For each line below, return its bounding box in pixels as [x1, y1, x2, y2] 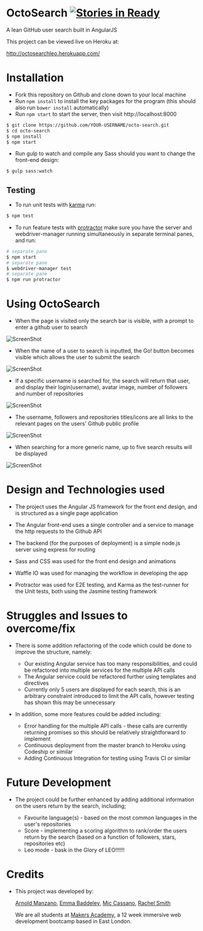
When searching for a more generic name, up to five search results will [15, 444, 193, 451]
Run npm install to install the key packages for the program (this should [15, 97, 196, 104]
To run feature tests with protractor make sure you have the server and [15, 223, 192, 231]
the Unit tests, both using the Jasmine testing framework [15, 587, 158, 595]
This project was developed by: [15, 887, 94, 895]
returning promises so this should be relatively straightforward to [24, 729, 186, 736]
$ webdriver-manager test [6, 265, 72, 271]
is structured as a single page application [15, 510, 118, 517]
